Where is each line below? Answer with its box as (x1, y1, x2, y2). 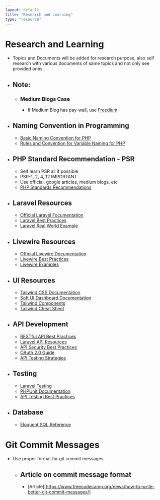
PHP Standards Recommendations (20, 184, 92, 190)
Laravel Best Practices (20, 218, 67, 224)
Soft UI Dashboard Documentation (20, 295, 92, 301)
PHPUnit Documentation (20, 388, 71, 394)
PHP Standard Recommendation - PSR (12, 155, 135, 164)
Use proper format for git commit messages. (12, 456, 105, 462)
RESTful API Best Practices (20, 333, 76, 339)
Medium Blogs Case (20, 95, 70, 102)
